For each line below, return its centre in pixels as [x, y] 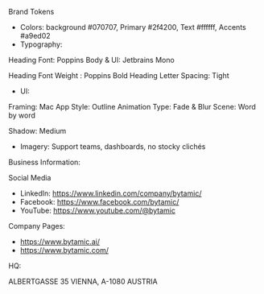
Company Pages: [37, 226]
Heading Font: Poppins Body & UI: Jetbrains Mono [91, 60]
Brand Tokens [31, 12]
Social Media [30, 178]
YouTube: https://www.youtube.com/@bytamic [97, 210]
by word [22, 115]
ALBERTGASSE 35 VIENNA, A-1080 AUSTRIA [83, 282]
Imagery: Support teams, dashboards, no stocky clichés [113, 147]
